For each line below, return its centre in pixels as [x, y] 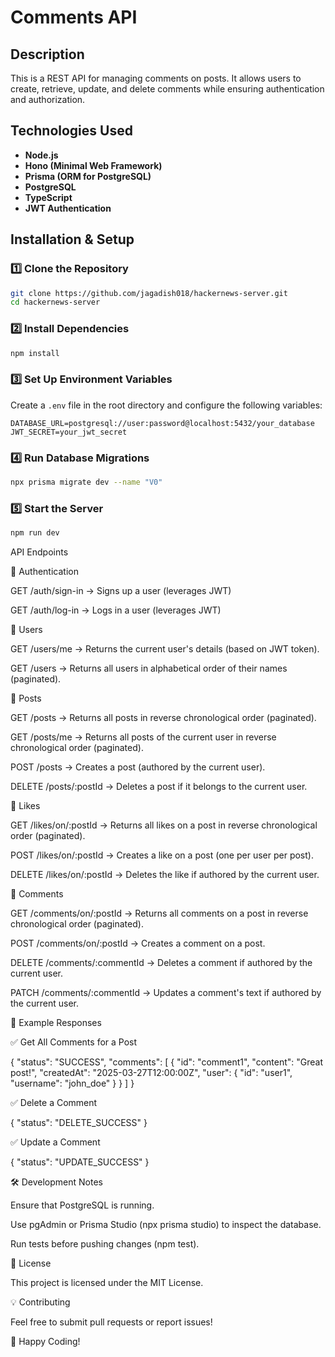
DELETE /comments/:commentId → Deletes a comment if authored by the [161, 963]
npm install [35, 353]
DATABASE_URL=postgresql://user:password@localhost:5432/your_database [162, 423]
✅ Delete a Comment [54, 1103]
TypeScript [48, 197]
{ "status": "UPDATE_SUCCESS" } [80, 1162]
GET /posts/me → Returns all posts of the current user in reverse [143, 737]
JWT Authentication [68, 208]
